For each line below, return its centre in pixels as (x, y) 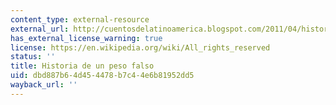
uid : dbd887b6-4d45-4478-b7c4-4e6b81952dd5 (102, 76)
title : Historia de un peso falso (82, 66)
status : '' (33, 57)
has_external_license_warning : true (86, 38)
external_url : (40, 29)
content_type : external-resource (80, 19)
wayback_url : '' (44, 85)
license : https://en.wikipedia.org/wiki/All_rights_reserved (140, 47)
